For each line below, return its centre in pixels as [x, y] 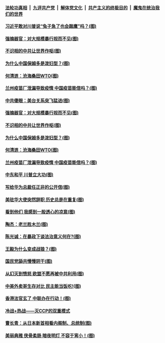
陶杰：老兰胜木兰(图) [27, 224]
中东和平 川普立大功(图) [29, 174]
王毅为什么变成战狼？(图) [31, 249]
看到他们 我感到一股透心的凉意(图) [40, 212]
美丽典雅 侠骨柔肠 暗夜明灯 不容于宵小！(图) [50, 335]
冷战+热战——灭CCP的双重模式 [38, 310]
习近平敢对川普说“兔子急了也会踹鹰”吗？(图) [51, 26]
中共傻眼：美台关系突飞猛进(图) [37, 100]
